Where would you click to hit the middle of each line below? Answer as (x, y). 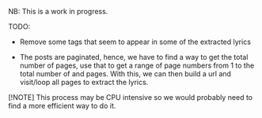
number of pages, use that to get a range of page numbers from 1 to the (137, 65)
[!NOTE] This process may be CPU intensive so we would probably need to (131, 97)
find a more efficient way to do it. (62, 106)
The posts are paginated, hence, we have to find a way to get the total (134, 57)
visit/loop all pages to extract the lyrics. (84, 82)
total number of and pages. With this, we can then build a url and (125, 74)
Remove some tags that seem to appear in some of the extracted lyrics (135, 42)
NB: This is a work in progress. (58, 11)
